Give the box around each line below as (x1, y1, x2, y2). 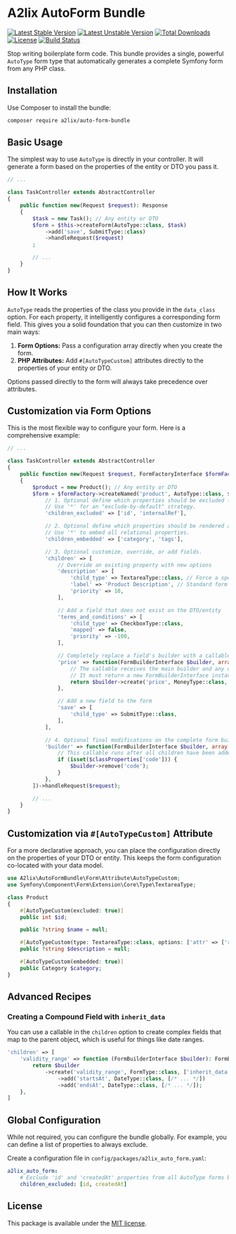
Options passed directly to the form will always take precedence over (7, 377, 209, 386)
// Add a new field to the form (57, 698, 152, 705)
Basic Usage (7, 136, 63, 148)
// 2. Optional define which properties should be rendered (44, 523, 225, 530)
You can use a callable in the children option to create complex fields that (7, 1028, 221, 1036)
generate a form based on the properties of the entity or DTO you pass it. (7, 163, 219, 171)
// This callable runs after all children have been (57, 749, 216, 757)
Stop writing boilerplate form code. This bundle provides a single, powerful (7, 49, 224, 58)
